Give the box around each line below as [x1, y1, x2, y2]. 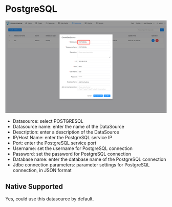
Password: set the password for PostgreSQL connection [12, 151, 132, 157]
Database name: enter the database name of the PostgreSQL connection [12, 156, 166, 162]
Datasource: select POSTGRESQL [12, 118, 83, 124]
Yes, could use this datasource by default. [5, 196, 94, 202]
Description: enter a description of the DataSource [12, 129, 119, 135]
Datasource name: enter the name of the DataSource [12, 124, 124, 130]
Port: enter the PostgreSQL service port [12, 140, 97, 146]
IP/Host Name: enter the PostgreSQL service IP [12, 135, 113, 141]
